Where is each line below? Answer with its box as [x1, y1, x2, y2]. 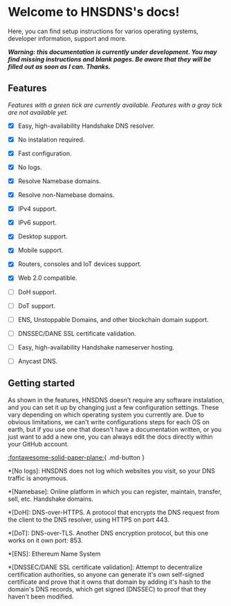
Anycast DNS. [17, 357, 58, 365]
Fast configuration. [17, 149, 72, 158]
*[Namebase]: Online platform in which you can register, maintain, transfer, [8, 487, 222, 495]
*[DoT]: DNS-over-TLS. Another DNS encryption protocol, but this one [8, 529, 209, 537]
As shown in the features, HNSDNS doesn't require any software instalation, [8, 395, 224, 404]
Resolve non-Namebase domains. [17, 191, 115, 199]
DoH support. [17, 287, 57, 296]
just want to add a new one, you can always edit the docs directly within [8, 433, 213, 441]
